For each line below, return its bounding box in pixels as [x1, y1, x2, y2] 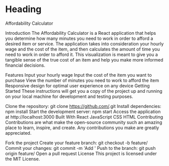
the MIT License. [5, 155, 40, 162]
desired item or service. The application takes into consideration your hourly [5, 40, 164, 46]
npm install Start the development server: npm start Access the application [5, 108, 161, 115]
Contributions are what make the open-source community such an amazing [5, 119, 162, 125]
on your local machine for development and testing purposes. [5, 93, 134, 99]
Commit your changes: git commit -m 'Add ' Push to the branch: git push [5, 145, 156, 151]
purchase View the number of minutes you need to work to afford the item [5, 77, 159, 83]
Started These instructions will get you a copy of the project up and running [5, 88, 162, 94]
